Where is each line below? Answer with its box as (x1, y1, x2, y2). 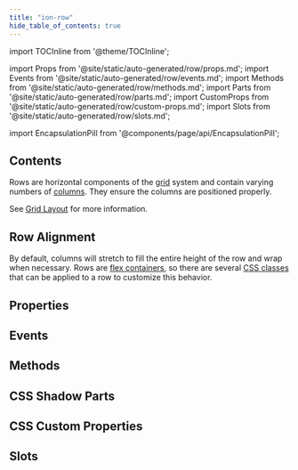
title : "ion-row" (9, 12, 74, 22)
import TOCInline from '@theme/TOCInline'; (9, 45, 170, 56)
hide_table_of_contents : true (9, 21, 122, 30)
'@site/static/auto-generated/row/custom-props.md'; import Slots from (9, 101, 271, 111)
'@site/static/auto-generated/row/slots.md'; (9, 110, 171, 121)
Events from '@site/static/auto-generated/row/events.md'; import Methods (9, 72, 285, 83)
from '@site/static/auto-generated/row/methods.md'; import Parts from (9, 82, 271, 93)
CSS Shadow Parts (9, 388, 116, 403)
